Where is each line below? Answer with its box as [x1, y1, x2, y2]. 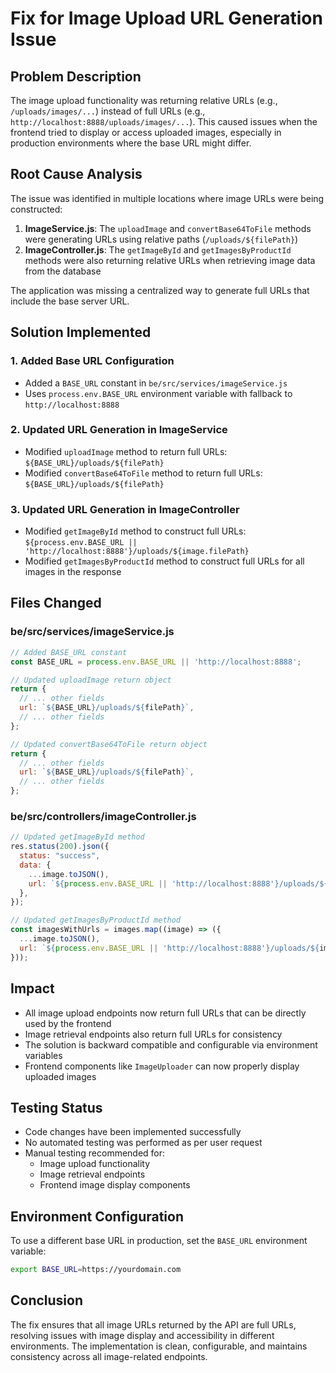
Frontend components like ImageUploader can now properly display [24, 1060, 300, 1072]
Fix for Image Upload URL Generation [10, 7, 323, 30]
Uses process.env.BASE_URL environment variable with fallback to [24, 387, 293, 399]
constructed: [10, 203, 63, 215]
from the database [24, 265, 102, 277]
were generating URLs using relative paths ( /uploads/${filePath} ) [24, 233, 299, 245]
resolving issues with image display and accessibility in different [10, 1329, 275, 1341]
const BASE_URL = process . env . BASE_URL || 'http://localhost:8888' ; [10, 657, 302, 667]
